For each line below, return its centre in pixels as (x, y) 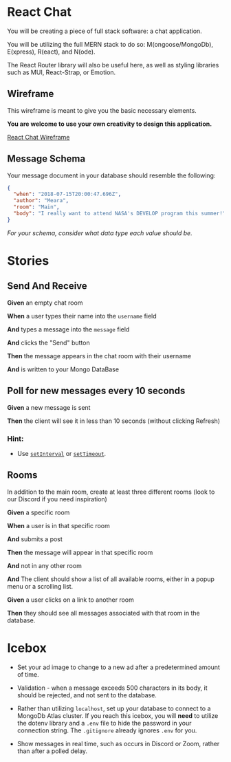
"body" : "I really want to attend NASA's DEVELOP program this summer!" (120, 214)
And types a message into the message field (68, 329)
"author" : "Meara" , (41, 201)
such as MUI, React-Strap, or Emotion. (62, 72)
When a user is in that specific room (58, 525)
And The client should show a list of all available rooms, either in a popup (111, 579)
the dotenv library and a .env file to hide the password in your (104, 723)
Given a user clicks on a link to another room (70, 600)
